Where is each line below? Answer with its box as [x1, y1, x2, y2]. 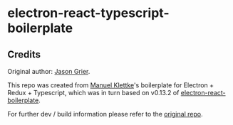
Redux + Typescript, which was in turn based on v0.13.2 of [7, 89, 180, 97]
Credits [7, 48, 41, 60]
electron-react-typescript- [7, 5, 170, 21]
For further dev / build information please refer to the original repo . [7, 110, 203, 118]
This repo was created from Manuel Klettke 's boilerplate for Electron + [7, 81, 214, 89]
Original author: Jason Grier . [7, 67, 90, 75]
